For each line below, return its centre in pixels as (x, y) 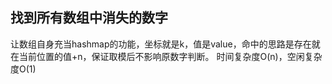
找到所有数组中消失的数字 (89, 18)
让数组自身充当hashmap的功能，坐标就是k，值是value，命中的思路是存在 (161, 44)
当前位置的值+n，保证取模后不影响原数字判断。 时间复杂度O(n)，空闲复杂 (170, 56)
